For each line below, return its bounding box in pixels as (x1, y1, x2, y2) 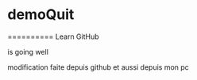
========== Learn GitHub (7, 32, 100, 41)
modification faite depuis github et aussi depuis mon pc (7, 62, 190, 72)
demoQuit (7, 6, 75, 24)
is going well (7, 47, 49, 56)
